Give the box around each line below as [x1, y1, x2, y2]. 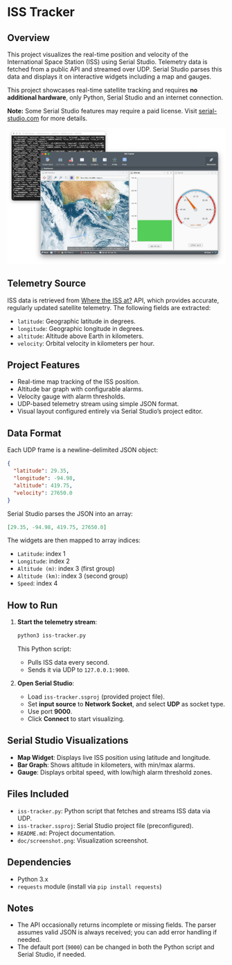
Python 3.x [17, 875, 48, 883]
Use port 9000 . [27, 707, 73, 716]
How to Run [7, 599, 58, 611]
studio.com [7, 114, 39, 122]
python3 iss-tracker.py [17, 632, 87, 640]
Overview [7, 32, 51, 44]
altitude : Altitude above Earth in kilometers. [17, 332, 144, 340]
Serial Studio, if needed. [17, 950, 87, 959]
